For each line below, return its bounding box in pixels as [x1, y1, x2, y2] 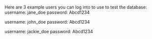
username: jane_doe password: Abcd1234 [4, 9, 90, 15]
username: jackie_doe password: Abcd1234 [4, 29, 93, 34]
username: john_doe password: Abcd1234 [4, 19, 90, 25]
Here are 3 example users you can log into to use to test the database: [4, 4, 147, 10]
